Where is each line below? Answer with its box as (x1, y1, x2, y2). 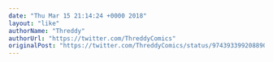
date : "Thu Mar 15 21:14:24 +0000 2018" (8, 11, 148, 20)
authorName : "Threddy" (8, 27, 85, 35)
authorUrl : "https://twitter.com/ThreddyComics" (8, 34, 176, 43)
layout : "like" (8, 19, 60, 27)
